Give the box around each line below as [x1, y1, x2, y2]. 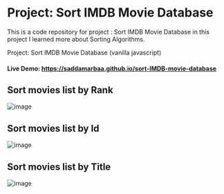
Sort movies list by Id [7, 122, 100, 134]
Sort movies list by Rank [7, 84, 113, 96]
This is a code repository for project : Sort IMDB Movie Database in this [7, 28, 210, 36]
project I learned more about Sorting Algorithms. [7, 35, 145, 43]
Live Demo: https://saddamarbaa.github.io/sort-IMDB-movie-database [7, 64, 216, 72]
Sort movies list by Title [7, 161, 111, 173]
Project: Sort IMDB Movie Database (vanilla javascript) [7, 48, 162, 57]
